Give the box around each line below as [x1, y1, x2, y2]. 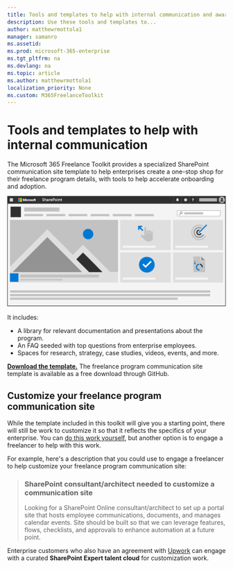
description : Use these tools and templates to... [7, 18, 157, 26]
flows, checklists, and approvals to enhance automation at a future [24, 526, 215, 534]
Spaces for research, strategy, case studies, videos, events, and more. [17, 349, 219, 357]
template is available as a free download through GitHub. [7, 370, 170, 378]
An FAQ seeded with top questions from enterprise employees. [17, 341, 197, 350]
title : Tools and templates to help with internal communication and [7, 11, 213, 18]
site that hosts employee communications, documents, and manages [24, 511, 221, 520]
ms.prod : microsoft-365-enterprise [7, 48, 110, 55]
